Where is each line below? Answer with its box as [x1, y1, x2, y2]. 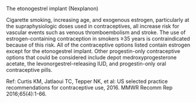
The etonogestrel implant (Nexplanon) [6, 5, 99, 12]
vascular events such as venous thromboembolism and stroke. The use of [6, 29, 186, 36]
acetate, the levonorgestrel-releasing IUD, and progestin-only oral [6, 60, 166, 67]
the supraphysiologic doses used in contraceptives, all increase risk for [6, 23, 179, 29]
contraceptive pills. [6, 67, 53, 73]
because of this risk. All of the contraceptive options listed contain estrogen [6, 41, 191, 48]
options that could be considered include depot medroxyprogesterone [6, 54, 177, 61]
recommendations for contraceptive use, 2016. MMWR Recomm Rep [6, 84, 173, 91]
